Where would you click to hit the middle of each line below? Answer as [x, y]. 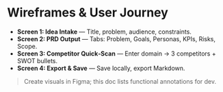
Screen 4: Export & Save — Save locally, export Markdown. [101, 68]
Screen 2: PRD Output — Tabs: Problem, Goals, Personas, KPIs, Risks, [116, 38]
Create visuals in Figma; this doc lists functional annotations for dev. [120, 81]
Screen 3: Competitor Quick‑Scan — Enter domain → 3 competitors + [117, 54]
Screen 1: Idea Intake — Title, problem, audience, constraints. [104, 32]
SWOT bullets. [37, 60]
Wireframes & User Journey [88, 13]
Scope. [27, 46]
